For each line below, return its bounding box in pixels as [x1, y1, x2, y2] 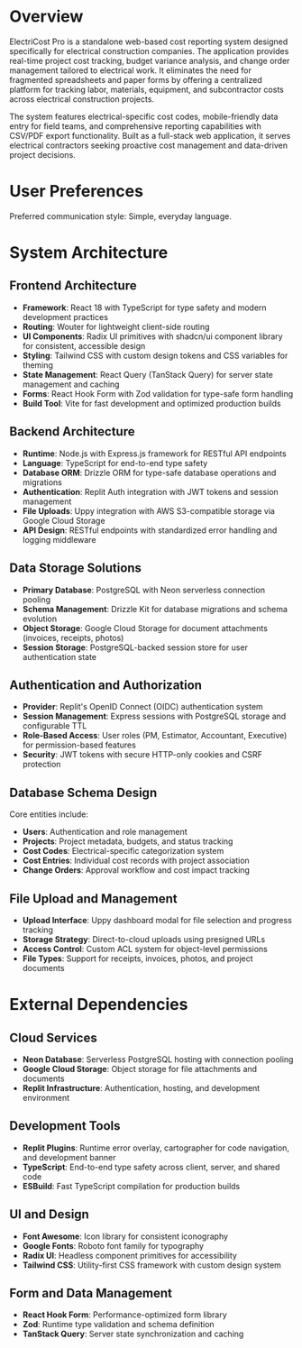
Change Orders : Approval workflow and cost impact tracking [22, 865, 251, 876]
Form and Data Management [9, 1285, 173, 1300]
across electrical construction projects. [9, 93, 155, 105]
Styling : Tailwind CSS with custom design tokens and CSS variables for [22, 350, 288, 361]
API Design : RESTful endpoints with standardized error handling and [22, 525, 278, 536]
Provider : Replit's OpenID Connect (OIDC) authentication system [22, 702, 263, 712]
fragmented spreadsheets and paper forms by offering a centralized [9, 74, 263, 85]
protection [22, 759, 61, 770]
